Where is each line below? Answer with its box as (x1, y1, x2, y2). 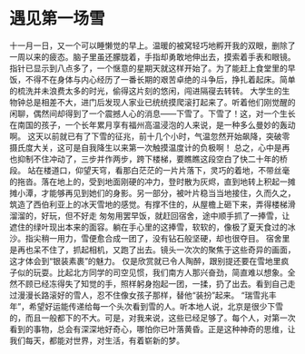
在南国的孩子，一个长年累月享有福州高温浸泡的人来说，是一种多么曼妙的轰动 (9, 119, 296, 130)
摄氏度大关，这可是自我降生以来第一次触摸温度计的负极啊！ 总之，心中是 (9, 142, 282, 152)
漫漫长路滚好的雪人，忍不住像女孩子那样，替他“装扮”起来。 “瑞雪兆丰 (16, 290, 277, 300)
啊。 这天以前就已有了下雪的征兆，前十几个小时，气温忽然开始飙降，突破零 (9, 131, 290, 142)
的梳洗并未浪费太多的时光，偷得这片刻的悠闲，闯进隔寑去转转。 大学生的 (9, 85, 282, 96)
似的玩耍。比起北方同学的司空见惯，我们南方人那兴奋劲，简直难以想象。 (16, 267, 288, 278)
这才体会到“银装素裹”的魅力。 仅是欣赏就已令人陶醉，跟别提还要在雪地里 (9, 255, 281, 266)
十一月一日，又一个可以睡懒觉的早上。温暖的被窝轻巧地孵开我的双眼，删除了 (9, 40, 296, 51)
